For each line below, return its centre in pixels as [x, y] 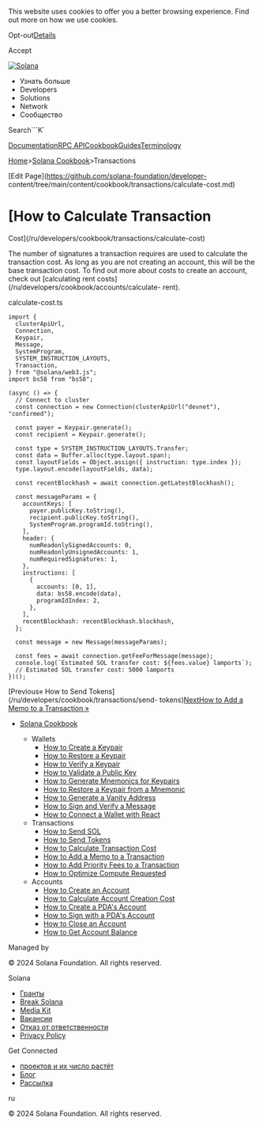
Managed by [29, 947]
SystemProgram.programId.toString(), [91, 524]
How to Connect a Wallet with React [101, 814]
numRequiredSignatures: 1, [73, 559]
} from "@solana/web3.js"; [53, 372]
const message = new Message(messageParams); [92, 642]
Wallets [43, 739]
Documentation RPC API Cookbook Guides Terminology [95, 145]
